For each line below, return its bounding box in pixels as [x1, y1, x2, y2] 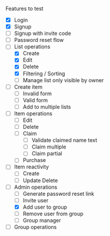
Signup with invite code [14, 30, 71, 37]
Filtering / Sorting [22, 70, 65, 77]
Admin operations [14, 183, 58, 190]
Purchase [22, 157, 46, 164]
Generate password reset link [22, 190, 95, 197]
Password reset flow [14, 37, 64, 44]
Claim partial [31, 150, 62, 157]
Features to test [5, 5, 44, 12]
